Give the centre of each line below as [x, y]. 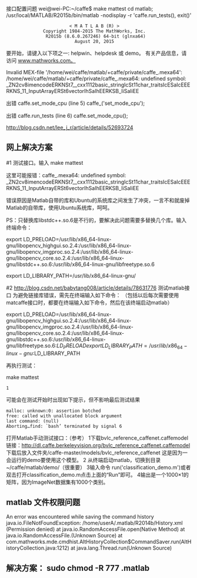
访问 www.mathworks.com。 [41, 60]
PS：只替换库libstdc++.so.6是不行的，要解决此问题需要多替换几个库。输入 [96, 220]
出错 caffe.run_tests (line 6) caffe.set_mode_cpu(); [67, 116]
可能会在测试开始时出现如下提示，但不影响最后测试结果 [73, 400]
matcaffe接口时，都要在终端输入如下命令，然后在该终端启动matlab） [89, 303]
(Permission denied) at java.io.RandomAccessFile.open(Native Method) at [96, 529]
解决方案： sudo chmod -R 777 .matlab [78, 568]
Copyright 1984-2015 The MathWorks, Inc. [94, 31]
